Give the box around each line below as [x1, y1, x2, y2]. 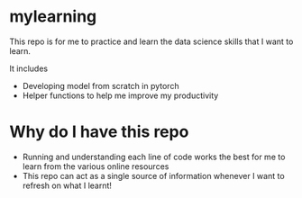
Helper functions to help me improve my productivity [22, 90, 219, 101]
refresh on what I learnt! [22, 180, 113, 191]
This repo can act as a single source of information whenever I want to [22, 170, 286, 181]
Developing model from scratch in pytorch [22, 80, 179, 91]
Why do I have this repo [9, 121, 189, 142]
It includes [9, 63, 48, 74]
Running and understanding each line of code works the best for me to [22, 151, 286, 162]
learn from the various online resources [22, 160, 169, 172]
